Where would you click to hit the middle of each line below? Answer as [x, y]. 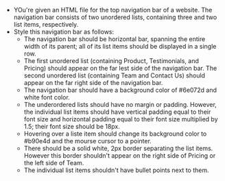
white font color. [47, 97]
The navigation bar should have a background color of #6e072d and [120, 90]
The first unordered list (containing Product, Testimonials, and [111, 61]
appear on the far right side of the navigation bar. [93, 83]
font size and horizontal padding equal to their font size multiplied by [121, 119]
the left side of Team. [54, 163]
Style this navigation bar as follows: [64, 32]
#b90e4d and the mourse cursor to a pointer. [88, 141]
